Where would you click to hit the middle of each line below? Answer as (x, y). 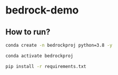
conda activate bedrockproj (40, 56)
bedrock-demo (42, 10)
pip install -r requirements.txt (46, 66)
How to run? (28, 32)
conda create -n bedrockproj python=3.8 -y (59, 45)
